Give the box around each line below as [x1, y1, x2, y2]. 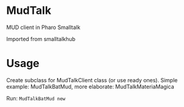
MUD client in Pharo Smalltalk [6, 24, 81, 31]
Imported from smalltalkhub [6, 35, 76, 42]
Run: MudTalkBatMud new [6, 94, 66, 102]
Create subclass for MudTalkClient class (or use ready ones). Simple [6, 76, 178, 83]
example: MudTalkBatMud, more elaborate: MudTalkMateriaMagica [6, 83, 174, 90]
